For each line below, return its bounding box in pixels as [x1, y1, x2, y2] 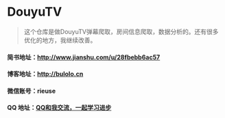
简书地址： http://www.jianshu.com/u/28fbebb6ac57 [7, 53, 161, 61]
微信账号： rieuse [7, 87, 56, 95]
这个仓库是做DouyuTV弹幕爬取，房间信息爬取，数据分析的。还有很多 [23, 27, 219, 35]
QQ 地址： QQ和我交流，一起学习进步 [7, 104, 112, 112]
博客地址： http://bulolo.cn [7, 70, 84, 78]
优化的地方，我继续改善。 [23, 35, 97, 44]
